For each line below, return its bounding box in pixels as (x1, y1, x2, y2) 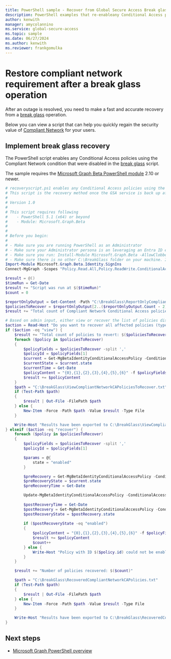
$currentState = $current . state (23, 361, 93, 366)
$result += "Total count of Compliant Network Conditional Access (5, 309, 149, 314)
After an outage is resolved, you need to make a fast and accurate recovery (5, 106, 164, 112)
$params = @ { (23, 455, 51, 460)
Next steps (5, 634, 41, 643)
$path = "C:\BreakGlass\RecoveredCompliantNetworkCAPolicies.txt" (14, 578, 158, 583)
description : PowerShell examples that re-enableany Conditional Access (5, 12, 163, 17)
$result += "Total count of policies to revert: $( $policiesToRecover (14, 332, 167, 337)
